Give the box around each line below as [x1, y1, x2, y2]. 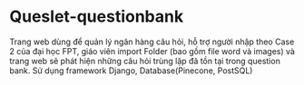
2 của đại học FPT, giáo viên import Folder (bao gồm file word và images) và [9, 45, 295, 56]
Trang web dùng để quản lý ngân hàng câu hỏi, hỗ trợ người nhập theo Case [9, 36, 295, 47]
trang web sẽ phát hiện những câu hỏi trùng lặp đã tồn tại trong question [9, 55, 281, 66]
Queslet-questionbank [9, 6, 184, 27]
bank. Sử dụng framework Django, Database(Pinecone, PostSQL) [9, 65, 253, 76]
